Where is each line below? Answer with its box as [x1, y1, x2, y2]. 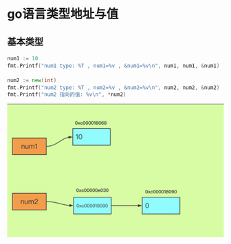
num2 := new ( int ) [7, 77, 57, 84]
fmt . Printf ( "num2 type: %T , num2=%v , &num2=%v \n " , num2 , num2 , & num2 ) [7, 84, 220, 91]
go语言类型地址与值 [7, 6, 119, 22]
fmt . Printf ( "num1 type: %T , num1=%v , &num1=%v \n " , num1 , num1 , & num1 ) [7, 62, 220, 69]
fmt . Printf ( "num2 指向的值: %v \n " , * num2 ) [7, 91, 126, 98]
